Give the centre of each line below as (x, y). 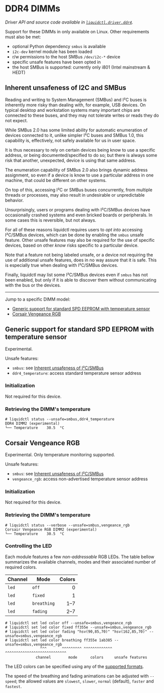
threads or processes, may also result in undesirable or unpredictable (75, 195)
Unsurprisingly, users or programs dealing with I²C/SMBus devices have (78, 209)
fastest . (13, 686)
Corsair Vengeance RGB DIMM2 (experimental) (51, 529)
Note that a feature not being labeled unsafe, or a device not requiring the (79, 255)
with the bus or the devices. (33, 285)
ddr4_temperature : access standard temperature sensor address (77, 373)
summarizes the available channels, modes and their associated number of (81, 562)
